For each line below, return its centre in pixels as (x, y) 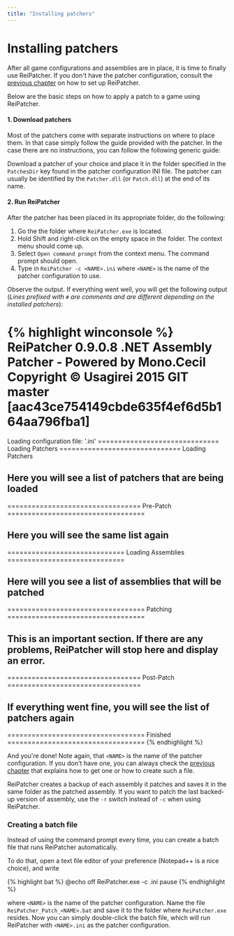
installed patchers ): (35, 304)
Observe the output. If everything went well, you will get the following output (117, 289)
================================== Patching (90, 609)
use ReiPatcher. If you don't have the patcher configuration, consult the (110, 75)
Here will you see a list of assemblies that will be (115, 581)
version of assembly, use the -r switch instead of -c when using (109, 799)
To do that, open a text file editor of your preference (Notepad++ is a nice (113, 861)
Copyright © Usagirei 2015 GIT (98, 377)
